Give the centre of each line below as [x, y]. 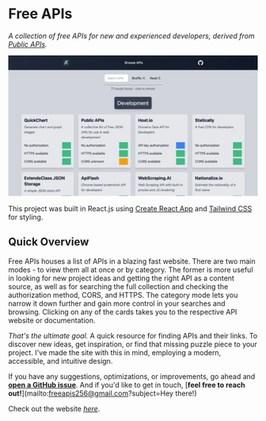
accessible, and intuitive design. [61, 361]
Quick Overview [49, 242]
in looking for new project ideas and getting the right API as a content [122, 278]
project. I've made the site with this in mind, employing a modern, [115, 352]
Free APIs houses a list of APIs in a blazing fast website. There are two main [132, 261]
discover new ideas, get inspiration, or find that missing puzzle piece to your [133, 344]
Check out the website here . [54, 408]
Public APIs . [28, 44]
